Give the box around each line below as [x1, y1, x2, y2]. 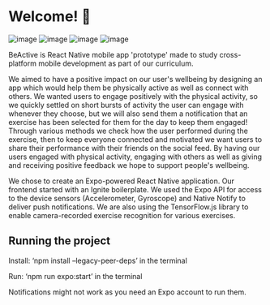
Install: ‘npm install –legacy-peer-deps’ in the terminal [8, 256, 188, 265]
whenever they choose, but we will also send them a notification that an [8, 109, 248, 118]
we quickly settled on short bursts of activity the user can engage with [8, 100, 244, 110]
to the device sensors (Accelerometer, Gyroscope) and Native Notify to [8, 193, 246, 203]
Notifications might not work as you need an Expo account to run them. [8, 287, 247, 297]
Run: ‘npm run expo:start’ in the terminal [8, 271, 143, 281]
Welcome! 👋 [8, 7, 92, 26]
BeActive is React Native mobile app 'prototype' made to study [8, 49, 218, 59]
